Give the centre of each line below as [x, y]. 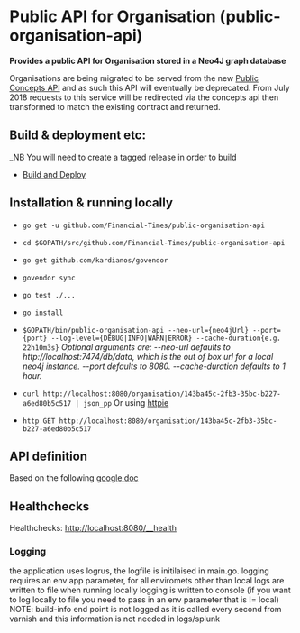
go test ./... [49, 295]
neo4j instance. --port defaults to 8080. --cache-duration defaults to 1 [154, 366]
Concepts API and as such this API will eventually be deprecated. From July [150, 87]
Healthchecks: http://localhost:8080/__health [93, 528]
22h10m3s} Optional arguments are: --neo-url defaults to [127, 347]
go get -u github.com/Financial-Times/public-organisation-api [144, 225]
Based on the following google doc [74, 478]
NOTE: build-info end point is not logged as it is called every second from [145, 610]
